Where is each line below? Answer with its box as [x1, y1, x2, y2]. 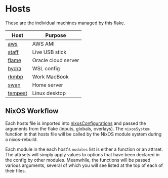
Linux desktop [32, 90, 66, 97]
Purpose [45, 31, 66, 38]
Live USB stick [32, 49, 67, 56]
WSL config [32, 65, 60, 72]
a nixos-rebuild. [5, 136, 38, 142]
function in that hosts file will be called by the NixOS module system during [5, 131, 162, 137]
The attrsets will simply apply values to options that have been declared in [5, 151, 160, 157]
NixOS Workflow [5, 107, 59, 115]
